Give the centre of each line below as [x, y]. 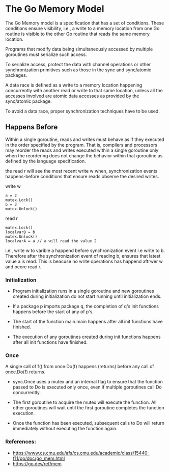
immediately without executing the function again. [65, 429]
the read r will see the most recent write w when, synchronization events [81, 171]
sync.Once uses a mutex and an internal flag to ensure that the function [88, 382]
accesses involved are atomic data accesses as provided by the [72, 96]
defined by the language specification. [46, 161]
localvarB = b [20, 232]
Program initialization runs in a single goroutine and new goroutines [83, 291]
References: [21, 442]
